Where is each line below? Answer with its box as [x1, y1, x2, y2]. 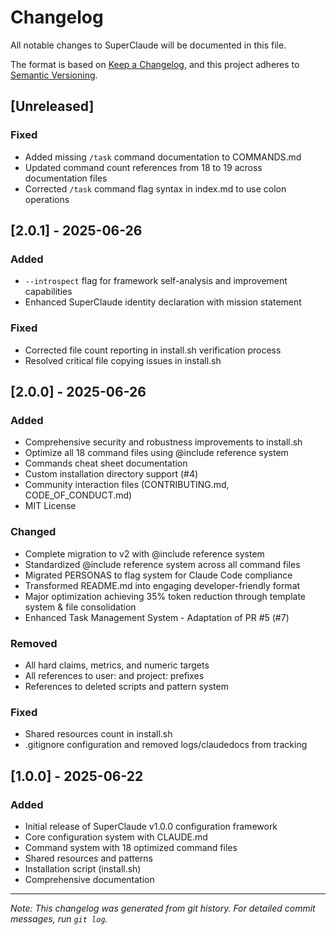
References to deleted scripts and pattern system [24, 680, 229, 692]
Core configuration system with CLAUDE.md [24, 831, 208, 843]
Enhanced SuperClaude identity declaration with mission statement [24, 296, 302, 308]
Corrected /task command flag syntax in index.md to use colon [24, 182, 287, 195]
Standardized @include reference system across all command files [24, 558, 301, 570]
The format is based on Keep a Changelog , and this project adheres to [10, 58, 300, 70]
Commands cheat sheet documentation [24, 457, 188, 470]
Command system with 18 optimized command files [24, 841, 238, 853]
